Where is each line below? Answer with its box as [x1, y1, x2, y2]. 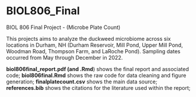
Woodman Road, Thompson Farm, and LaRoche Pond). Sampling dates [6, 47, 181, 54]
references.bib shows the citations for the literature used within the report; [6, 84, 191, 91]
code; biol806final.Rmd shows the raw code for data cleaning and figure [6, 72, 186, 79]
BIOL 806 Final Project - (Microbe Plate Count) [6, 24, 121, 31]
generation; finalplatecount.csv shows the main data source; [6, 78, 158, 85]
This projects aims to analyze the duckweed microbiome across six [6, 35, 171, 42]
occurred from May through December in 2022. [6, 54, 123, 61]
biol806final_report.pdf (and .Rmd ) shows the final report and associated [6, 65, 189, 72]
